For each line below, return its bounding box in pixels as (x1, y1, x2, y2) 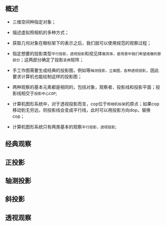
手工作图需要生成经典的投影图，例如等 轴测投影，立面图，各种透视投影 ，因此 (12, 67, 160, 73)
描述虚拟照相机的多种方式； (12, 29, 69, 35)
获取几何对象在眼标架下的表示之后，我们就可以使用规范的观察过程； (12, 40, 152, 46)
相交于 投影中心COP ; (21, 90, 57, 96)
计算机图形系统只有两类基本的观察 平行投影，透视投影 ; (12, 124, 117, 130)
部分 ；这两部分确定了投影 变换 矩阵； (12, 57, 84, 63)
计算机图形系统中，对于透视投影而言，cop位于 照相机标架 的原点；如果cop (12, 101, 160, 107)
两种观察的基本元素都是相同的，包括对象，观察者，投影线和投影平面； (12, 84, 156, 90)
